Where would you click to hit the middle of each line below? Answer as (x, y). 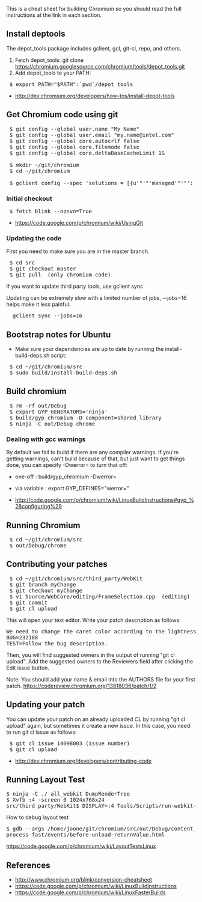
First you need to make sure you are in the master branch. (78, 251)
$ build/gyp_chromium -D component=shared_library (86, 418)
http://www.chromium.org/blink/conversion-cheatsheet (83, 880)
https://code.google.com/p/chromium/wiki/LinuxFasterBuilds (90, 892)
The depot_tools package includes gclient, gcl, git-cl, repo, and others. (94, 48)
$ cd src (22, 263)
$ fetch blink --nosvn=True (50, 211)
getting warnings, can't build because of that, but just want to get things (96, 459)
